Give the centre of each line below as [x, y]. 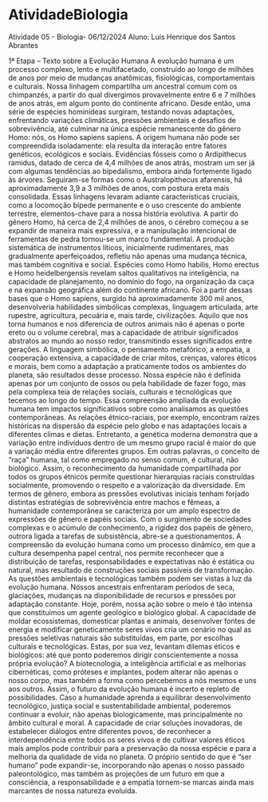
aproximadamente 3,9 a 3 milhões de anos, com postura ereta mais [119, 188]
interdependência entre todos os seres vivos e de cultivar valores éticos [127, 740]
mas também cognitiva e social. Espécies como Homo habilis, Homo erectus [134, 264]
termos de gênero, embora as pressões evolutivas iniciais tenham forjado [129, 494]
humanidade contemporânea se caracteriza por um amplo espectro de [124, 510]
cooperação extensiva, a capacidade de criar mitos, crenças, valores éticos [132, 358]
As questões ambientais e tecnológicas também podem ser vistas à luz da [130, 578]
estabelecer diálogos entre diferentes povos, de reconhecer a [110, 731]
